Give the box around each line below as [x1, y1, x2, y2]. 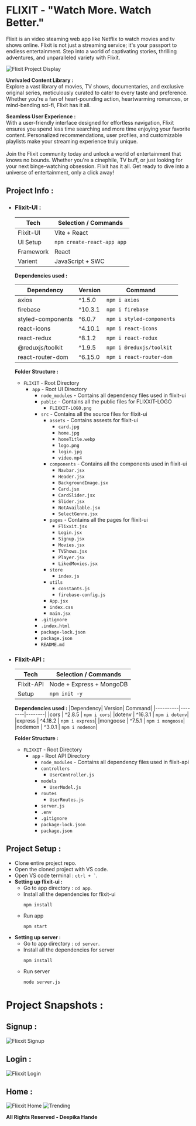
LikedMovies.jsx [58, 560, 98, 567]
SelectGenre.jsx [58, 511, 98, 517]
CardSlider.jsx [58, 492, 95, 498]
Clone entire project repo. [14, 859, 77, 867]
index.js [58, 573, 80, 579]
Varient [17, 257, 38, 265]
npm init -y [49, 690, 83, 697]
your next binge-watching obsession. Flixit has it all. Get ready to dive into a [6, 162, 189, 170]
